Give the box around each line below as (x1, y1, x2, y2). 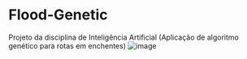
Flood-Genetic (8, 6, 108, 24)
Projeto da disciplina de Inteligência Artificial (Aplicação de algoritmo (8, 32, 240, 42)
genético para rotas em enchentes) (8, 40, 126, 50)
